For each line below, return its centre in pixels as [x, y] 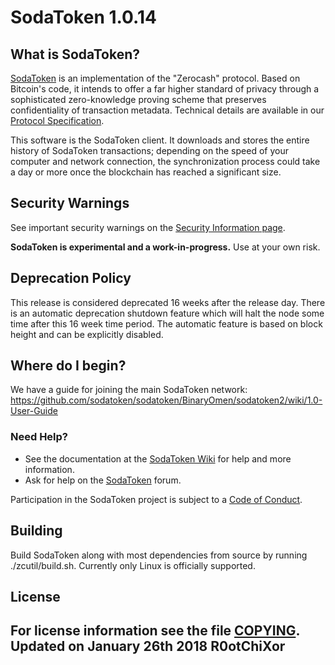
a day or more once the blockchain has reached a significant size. [146, 172]
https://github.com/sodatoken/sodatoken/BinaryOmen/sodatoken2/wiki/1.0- [166, 400]
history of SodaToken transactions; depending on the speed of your [149, 150]
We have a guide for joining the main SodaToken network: [129, 390]
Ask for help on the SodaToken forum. [103, 480]
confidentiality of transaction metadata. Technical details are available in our [167, 110]
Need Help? [39, 437]
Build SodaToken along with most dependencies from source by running [159, 555]
